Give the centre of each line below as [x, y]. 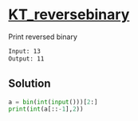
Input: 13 [25, 51]
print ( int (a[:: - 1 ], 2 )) [46, 109]
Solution [30, 84]
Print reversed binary [43, 37]
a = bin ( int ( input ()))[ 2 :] [53, 102]
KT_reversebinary [69, 15]
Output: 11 [26, 59]
